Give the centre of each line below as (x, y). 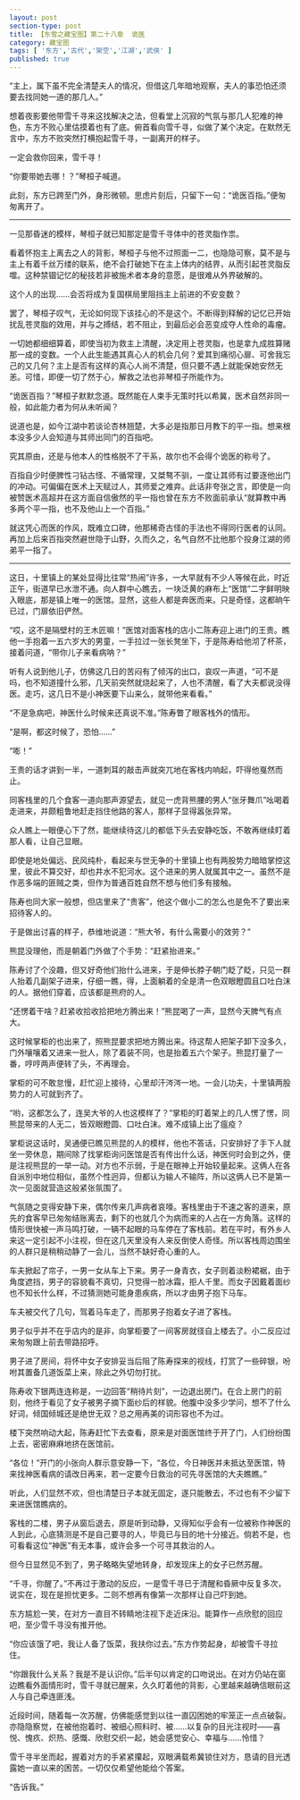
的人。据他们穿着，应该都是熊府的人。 (79, 992)
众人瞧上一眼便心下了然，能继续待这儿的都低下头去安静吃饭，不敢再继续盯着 (150, 830)
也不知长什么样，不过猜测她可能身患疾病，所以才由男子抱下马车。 (130, 1293)
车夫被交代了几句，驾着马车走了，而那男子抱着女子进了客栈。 (123, 1312)
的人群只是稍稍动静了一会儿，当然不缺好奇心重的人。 (107, 1251)
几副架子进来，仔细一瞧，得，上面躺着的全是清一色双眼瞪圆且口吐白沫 (162, 981)
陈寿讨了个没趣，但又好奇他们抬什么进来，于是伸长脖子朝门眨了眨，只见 (142, 970)
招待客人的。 (33, 913)
